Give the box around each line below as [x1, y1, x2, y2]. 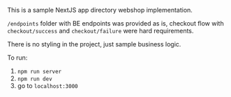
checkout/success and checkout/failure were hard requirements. [7, 27, 194, 35]
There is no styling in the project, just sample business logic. [7, 40, 181, 48]
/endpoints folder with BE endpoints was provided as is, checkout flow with [7, 19, 225, 27]
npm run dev [17, 76, 52, 82]
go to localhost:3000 [17, 82, 78, 89]
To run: [7, 53, 28, 62]
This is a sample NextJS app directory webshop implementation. [7, 6, 193, 14]
